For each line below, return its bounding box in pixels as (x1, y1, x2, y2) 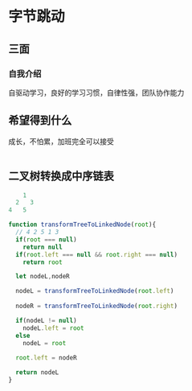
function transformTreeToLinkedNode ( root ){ (8, 220, 157, 229)
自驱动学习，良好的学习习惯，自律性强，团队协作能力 (8, 88, 185, 97)
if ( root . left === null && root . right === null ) (15, 250, 178, 258)
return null (22, 243, 63, 251)
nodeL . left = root (22, 323, 84, 332)
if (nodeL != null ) (15, 316, 78, 324)
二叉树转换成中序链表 (8, 170, 114, 183)
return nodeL (15, 368, 59, 377)
